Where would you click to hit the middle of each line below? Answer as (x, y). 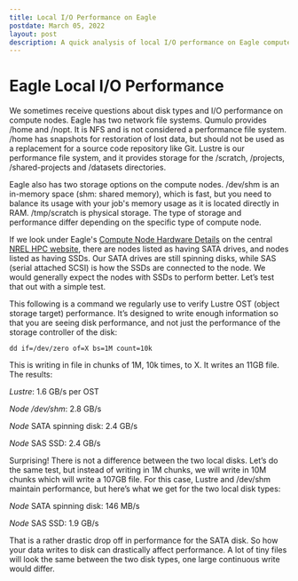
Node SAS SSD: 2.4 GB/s (55, 443)
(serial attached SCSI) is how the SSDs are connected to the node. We (137, 268)
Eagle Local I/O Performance (117, 86)
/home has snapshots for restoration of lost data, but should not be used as (147, 139)
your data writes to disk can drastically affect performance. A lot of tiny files (148, 550)
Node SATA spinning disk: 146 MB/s (74, 506)
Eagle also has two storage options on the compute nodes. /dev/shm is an (144, 185)
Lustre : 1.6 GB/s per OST (54, 392)
